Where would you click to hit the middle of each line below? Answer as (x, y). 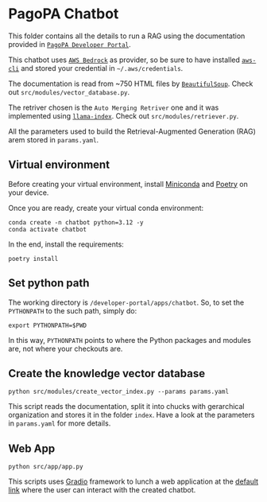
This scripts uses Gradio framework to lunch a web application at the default (133, 481)
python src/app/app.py (46, 467)
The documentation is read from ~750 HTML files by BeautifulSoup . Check (131, 84)
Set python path (49, 283)
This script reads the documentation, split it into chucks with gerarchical (126, 407)
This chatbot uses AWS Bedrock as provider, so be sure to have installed (124, 60)
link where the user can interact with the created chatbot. (102, 490)
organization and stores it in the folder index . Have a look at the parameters (132, 415)
